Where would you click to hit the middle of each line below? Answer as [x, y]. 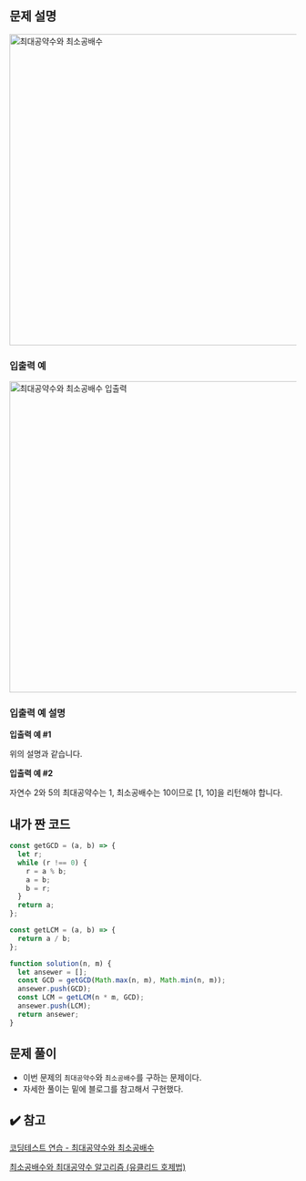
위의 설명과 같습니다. [46, 754]
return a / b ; [44, 938]
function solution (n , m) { [61, 963]
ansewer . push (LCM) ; [55, 1006]
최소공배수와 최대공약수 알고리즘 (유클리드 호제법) [98, 1167]
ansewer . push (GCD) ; [55, 989]
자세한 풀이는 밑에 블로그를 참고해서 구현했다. [103, 1089]
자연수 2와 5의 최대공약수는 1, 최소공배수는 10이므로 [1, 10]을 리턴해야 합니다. [146, 793]
